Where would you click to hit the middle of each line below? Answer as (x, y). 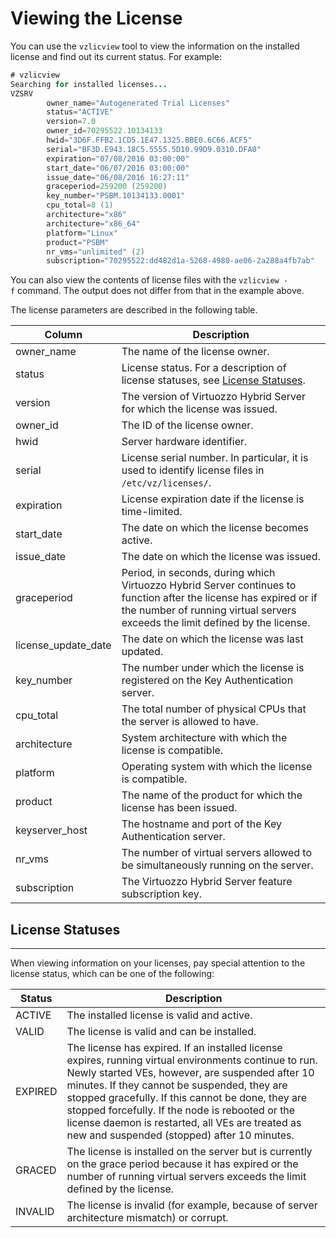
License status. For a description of (204, 368)
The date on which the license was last (212, 639)
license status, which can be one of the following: (112, 974)
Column (63, 335)
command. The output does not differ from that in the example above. (161, 291)
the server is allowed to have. (190, 722)
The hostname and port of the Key (201, 824)
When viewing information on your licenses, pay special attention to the (158, 963)
